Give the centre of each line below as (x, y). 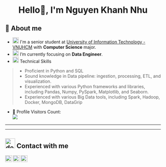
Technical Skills (36, 61)
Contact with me (42, 146)
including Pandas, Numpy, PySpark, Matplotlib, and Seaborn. (87, 92)
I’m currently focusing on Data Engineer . (61, 54)
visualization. (38, 81)
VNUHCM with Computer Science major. (54, 47)
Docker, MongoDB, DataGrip (53, 102)
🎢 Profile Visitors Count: (37, 112)
